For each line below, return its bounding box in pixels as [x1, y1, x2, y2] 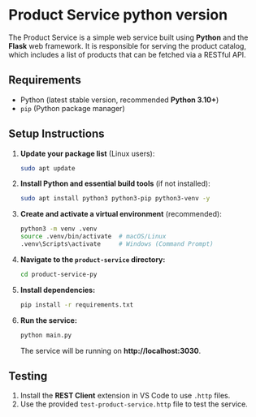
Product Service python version [8, 6, 228, 24]
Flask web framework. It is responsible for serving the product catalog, [8, 41, 246, 50]
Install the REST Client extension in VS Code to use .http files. [20, 391, 231, 401]
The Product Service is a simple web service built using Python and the [8, 32, 249, 42]
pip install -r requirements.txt [20, 300, 134, 309]
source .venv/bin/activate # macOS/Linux [20, 233, 167, 241]
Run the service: [20, 315, 77, 325]
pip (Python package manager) [20, 103, 125, 113]
